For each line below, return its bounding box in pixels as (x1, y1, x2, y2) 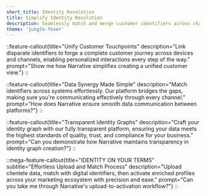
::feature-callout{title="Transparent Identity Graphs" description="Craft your (6, 119, 199, 126)
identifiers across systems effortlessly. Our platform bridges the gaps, (6, 87, 183, 95)
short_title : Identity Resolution (6, 9, 95, 15)
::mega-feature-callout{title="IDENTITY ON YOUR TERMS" (6, 157, 154, 164)
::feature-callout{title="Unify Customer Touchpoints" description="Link (6, 43, 186, 50)
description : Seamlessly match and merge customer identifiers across (6, 20, 191, 26)
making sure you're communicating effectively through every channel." (6, 94, 186, 101)
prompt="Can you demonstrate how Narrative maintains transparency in (6, 138, 189, 146)
